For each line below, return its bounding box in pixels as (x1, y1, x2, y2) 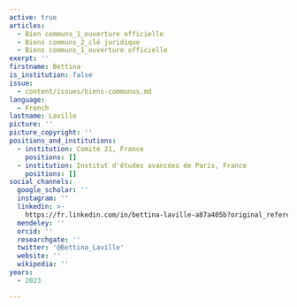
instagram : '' (17, 194, 69, 203)
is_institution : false (9, 71, 93, 80)
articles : (9, 21, 46, 30)
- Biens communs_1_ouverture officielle (17, 46, 168, 55)
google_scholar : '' (17, 186, 89, 195)
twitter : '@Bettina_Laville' (17, 243, 125, 252)
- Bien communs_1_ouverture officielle (17, 29, 164, 38)
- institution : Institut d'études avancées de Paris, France (17, 161, 247, 170)
